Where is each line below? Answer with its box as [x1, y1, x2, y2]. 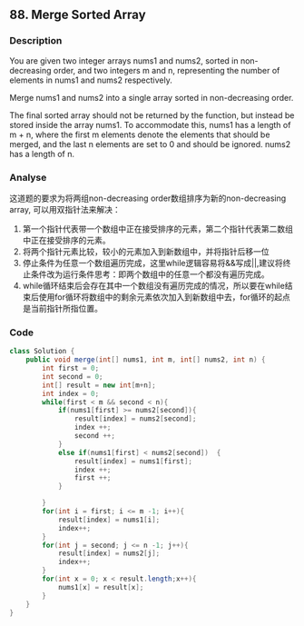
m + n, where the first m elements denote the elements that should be [9, 129, 270, 140]
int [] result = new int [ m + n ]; [42, 381, 156, 390]
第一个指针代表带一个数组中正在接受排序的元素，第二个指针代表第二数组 [22, 223, 293, 234]
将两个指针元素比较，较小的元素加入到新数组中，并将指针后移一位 [22, 245, 270, 257]
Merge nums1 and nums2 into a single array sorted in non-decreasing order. [9, 92, 294, 103]
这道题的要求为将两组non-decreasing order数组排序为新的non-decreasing [9, 193, 287, 204]
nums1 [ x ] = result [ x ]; [57, 582, 144, 591]
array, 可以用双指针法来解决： [9, 204, 121, 214]
